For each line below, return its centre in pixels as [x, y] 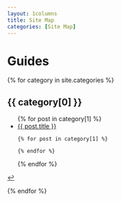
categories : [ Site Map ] [42, 26]
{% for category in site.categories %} [61, 80]
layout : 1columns [32, 14]
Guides [29, 61]
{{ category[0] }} [45, 102]
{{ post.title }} [37, 127]
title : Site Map [31, 20]
